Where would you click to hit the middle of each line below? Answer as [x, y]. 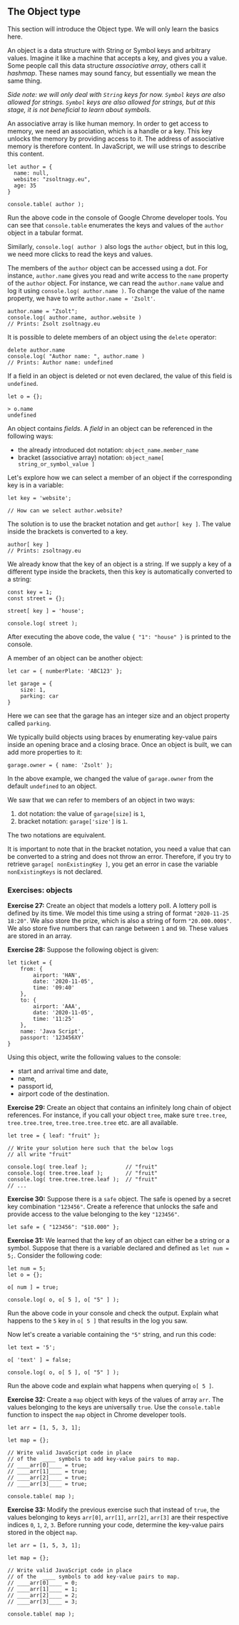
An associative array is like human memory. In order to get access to [108, 123]
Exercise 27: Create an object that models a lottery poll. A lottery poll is [112, 906]
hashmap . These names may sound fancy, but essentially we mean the [112, 73]
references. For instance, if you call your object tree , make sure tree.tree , [117, 1115]
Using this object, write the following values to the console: [94, 1057]
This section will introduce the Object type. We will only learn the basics [113, 29]
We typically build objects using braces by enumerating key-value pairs [112, 737]
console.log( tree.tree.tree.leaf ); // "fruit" [83, 1180]
